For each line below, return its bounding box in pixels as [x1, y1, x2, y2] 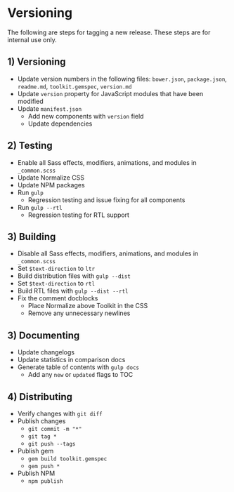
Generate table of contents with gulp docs [17, 363, 139, 371]
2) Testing [7, 140, 53, 152]
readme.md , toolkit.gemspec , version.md [17, 82, 132, 91]
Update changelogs [17, 348, 75, 357]
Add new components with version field [27, 112, 144, 120]
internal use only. [7, 35, 58, 44]
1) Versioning [7, 56, 66, 68]
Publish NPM [17, 469, 56, 477]
